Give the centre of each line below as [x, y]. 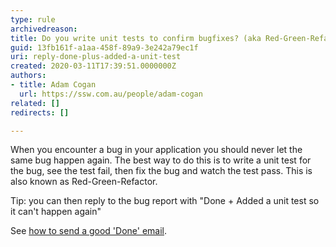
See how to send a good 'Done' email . [89, 231]
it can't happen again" [56, 212]
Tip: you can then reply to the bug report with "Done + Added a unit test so [165, 201]
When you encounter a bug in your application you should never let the [156, 150]
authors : [28, 76]
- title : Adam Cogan [53, 85]
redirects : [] [40, 112]
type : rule [33, 19]
